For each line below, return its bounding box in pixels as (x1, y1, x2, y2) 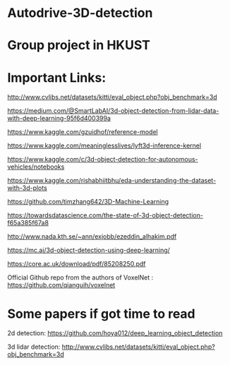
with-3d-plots (7, 184, 47, 192)
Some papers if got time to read (7, 306, 195, 322)
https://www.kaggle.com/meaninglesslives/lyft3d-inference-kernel (7, 141, 202, 150)
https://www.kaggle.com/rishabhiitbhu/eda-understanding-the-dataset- (7, 176, 217, 185)
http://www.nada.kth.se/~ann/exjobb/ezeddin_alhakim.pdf (7, 232, 177, 241)
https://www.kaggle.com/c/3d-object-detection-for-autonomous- (7, 155, 199, 164)
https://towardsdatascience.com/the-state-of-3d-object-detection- (7, 211, 203, 220)
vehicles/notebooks (7, 162, 65, 171)
